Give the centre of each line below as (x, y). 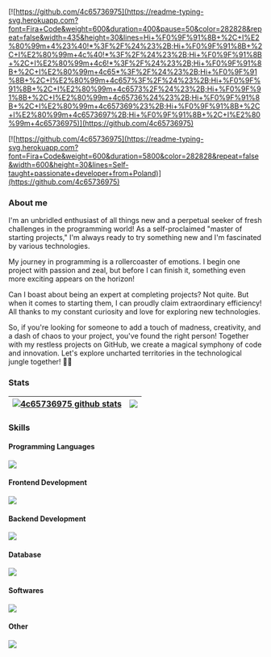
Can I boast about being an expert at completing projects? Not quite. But (129, 295)
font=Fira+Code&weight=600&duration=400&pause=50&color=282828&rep (135, 29)
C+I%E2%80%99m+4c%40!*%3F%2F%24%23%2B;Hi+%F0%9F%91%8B (135, 55)
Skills (19, 427)
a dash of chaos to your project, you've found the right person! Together (129, 336)
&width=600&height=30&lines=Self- (69, 164)
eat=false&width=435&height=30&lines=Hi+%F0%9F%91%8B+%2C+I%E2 (134, 37)
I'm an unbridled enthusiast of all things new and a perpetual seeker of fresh (135, 221)
